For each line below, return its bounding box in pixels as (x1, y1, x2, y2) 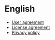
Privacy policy (11, 29, 40, 35)
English (4, 3, 35, 14)
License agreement (11, 24, 50, 30)
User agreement (11, 19, 44, 25)
